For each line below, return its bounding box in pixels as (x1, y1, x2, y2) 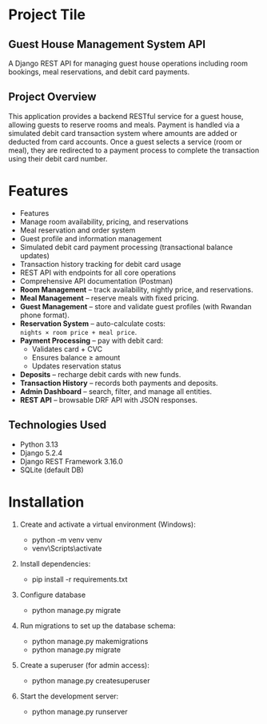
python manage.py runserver (31, 706, 128, 716)
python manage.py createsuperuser (31, 675, 150, 685)
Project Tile (8, 6, 86, 24)
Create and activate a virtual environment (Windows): (19, 519, 196, 529)
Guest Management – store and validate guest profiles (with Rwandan (19, 301, 252, 311)
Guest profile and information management (19, 233, 162, 243)
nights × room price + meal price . (19, 327, 137, 336)
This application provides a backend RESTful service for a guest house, (8, 111, 244, 121)
